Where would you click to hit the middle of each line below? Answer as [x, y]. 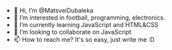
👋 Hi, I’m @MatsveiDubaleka [53, 10]
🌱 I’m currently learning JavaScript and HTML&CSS [86, 25]
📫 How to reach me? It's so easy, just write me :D [84, 40]
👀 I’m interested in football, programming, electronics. [89, 18]
